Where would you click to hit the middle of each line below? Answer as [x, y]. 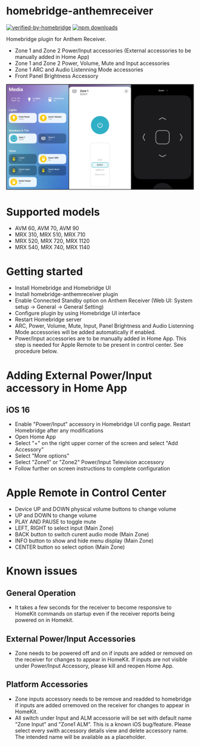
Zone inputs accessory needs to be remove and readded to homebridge [103, 699]
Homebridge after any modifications [59, 431]
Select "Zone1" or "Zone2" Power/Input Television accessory [89, 462]
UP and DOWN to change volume [56, 515]
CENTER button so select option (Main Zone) [70, 547]
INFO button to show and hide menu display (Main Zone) [84, 541]
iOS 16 [18, 410]
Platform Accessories [47, 684]
